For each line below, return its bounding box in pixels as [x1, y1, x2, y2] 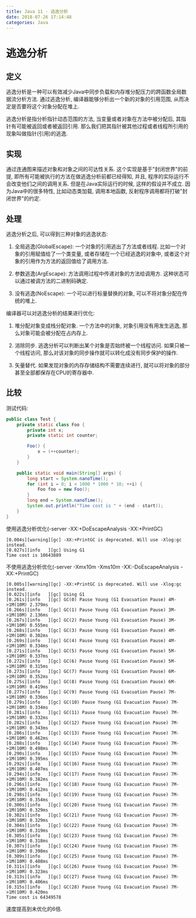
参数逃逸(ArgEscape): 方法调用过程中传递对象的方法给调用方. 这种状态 [14, 270, 184, 277]
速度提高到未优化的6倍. [6, 905, 63, 912]
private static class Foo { [16, 422, 85, 428]
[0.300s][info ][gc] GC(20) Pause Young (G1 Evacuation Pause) [6, 802, 169, 808]
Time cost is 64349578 [6, 894, 61, 900]
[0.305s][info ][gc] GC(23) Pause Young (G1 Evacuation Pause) [6, 832, 169, 839]
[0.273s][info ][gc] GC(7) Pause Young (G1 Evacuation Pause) [6, 668, 166, 675]
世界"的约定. [11, 195, 41, 202]
